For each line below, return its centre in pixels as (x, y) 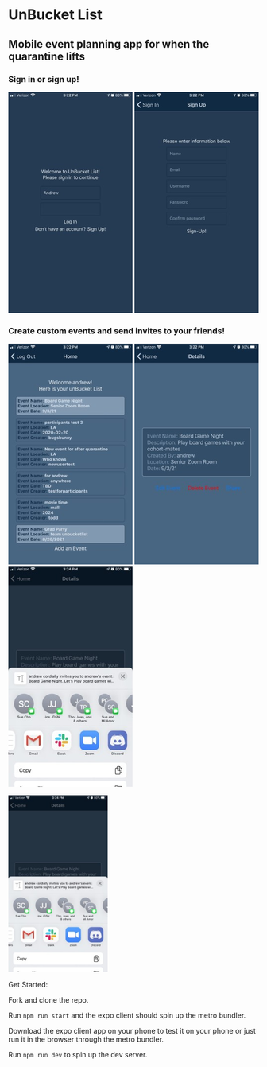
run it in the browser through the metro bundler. (86, 1039)
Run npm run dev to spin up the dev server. (78, 1055)
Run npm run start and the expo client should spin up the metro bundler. (127, 1015)
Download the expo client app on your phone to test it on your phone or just (132, 1031)
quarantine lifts (47, 56)
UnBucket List (55, 15)
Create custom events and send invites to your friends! (116, 330)
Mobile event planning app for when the (109, 44)
